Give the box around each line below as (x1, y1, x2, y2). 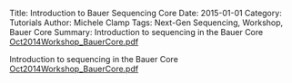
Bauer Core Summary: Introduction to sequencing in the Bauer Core (9, 27, 264, 37)
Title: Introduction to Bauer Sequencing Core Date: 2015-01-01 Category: (9, 8, 282, 18)
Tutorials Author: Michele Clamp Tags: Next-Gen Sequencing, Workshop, (9, 17, 284, 28)
